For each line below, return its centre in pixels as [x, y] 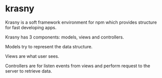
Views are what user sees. [32, 56]
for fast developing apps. [31, 27]
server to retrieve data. [29, 71]
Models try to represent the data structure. [49, 46]
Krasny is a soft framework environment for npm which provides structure [81, 22]
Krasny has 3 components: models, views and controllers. [65, 37]
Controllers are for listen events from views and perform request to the [78, 66]
